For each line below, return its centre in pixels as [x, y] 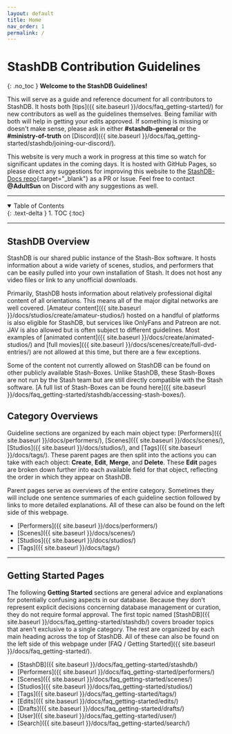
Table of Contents [39, 206]
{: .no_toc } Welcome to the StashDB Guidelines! [77, 86]
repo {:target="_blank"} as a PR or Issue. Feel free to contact [109, 179]
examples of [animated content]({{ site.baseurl [74, 337]
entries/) [19, 352]
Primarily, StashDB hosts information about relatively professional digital [110, 293]
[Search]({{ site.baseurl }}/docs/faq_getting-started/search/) [104, 723]
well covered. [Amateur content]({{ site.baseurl [74, 308]
